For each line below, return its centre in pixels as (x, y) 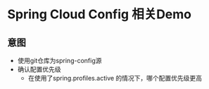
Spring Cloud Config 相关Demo (100, 14)
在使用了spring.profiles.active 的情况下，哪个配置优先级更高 (115, 78)
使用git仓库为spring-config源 (59, 61)
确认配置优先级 (39, 69)
